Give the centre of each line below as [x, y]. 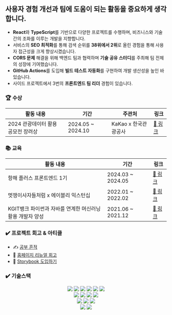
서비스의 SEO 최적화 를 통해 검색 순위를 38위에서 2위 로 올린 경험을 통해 [83, 45]
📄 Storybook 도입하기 [35, 261]
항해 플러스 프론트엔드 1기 [38, 178]
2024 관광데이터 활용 [33, 124]
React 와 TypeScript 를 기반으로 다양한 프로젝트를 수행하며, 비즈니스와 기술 [88, 32]
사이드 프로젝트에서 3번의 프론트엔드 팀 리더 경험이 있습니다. [73, 83]
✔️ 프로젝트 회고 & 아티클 [34, 233]
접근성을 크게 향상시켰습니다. [47, 51]
